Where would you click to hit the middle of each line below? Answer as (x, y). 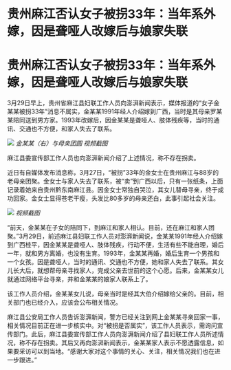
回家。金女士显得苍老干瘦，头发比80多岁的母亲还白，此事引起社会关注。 (116, 198)
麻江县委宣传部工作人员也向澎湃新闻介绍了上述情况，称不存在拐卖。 (103, 158)
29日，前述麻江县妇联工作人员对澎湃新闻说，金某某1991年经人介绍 (123, 236)
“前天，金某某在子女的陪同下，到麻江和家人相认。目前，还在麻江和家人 (108, 228)
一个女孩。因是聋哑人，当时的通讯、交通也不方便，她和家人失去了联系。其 (112, 262)
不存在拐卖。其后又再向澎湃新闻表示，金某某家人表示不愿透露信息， (121, 343)
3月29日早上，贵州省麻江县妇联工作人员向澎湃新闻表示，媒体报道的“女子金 (113, 103)
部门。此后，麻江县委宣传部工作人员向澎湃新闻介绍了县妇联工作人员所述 (115, 334)
